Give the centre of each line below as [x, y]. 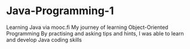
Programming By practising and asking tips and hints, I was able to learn [95, 33]
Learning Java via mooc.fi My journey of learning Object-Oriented [87, 27]
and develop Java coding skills [44, 40]
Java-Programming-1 [60, 11]
